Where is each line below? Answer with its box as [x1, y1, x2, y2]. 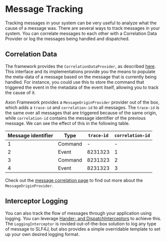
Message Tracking [5, 3, 83, 15]
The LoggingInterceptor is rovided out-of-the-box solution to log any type [5, 221, 157, 227]
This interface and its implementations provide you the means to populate [5, 68, 156, 74]
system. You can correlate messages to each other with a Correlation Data [5, 30, 157, 36]
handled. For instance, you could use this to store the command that [5, 79, 145, 85]
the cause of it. [5, 89, 36, 95]
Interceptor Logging [5, 197, 68, 205]
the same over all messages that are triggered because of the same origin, [5, 110, 158, 116]
